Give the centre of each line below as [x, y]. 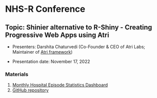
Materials [17, 74]
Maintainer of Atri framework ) [42, 52]
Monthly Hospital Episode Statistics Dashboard [60, 85]
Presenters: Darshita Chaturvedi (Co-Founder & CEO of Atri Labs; [79, 47]
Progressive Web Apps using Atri [57, 35]
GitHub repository [30, 90]
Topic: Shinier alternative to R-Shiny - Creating [78, 27]
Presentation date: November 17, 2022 [51, 62]
